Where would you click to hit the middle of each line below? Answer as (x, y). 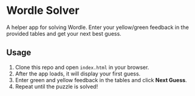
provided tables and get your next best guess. (64, 33)
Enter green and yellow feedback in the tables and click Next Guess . (101, 80)
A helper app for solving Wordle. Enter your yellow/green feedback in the (98, 27)
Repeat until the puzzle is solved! (56, 86)
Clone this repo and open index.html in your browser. (82, 67)
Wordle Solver (43, 11)
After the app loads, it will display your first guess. (78, 74)
